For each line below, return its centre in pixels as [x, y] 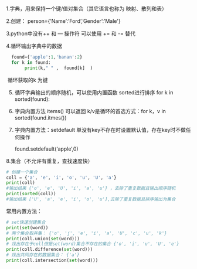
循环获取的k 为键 [28, 80]
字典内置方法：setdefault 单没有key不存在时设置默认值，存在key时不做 [100, 130]
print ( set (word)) [27, 227]
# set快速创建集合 [26, 222]
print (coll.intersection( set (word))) [52, 260]
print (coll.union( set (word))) [43, 239]
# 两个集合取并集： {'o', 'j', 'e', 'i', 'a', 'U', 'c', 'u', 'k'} [86, 233]
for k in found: [31, 62]
